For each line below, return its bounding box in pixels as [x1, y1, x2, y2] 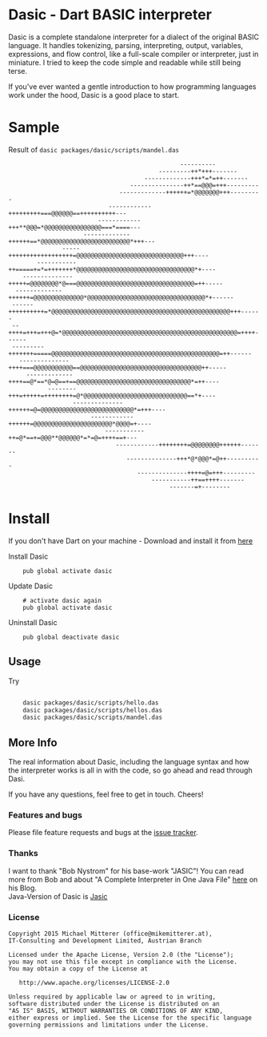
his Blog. [8, 883, 38, 893]
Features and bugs [8, 809, 82, 821]
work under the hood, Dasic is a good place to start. [8, 90, 180, 99]
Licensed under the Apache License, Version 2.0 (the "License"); [8, 950, 234, 958]
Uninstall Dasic [8, 617, 58, 627]
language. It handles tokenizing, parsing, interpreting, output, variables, [8, 40, 244, 50]
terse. [8, 66, 28, 75]
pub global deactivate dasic [22, 633, 120, 641]
